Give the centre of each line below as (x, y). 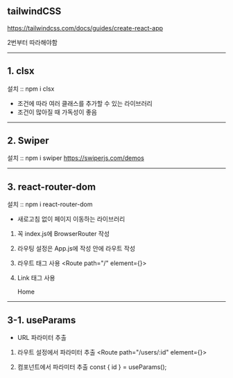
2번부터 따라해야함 (32, 42)
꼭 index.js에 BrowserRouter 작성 (63, 234)
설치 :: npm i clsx (31, 89)
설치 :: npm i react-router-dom (50, 204)
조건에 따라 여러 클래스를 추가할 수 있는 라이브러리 (85, 103)
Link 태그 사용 (36, 278)
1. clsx (21, 71)
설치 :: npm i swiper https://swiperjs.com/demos (76, 158)
